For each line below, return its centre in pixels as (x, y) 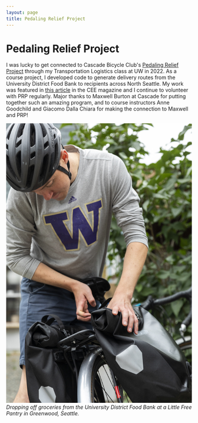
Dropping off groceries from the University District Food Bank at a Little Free (99, 407)
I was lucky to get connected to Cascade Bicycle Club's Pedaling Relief (92, 65)
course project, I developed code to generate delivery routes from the (91, 77)
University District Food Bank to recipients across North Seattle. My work (95, 84)
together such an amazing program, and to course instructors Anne (88, 103)
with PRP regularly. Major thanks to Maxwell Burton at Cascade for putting (96, 96)
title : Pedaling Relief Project (46, 19)
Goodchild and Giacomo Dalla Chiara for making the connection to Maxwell (97, 109)
